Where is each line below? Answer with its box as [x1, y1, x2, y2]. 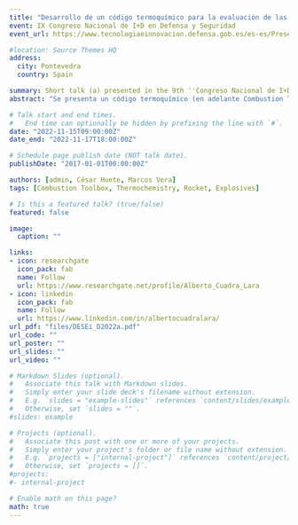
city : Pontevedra [17, 62, 82, 71]
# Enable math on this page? [9, 494, 117, 503]
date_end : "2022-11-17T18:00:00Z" [9, 135, 137, 145]
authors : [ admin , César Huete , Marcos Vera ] [9, 176, 176, 184]
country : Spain [17, 70, 74, 80]
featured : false [9, 208, 69, 217]
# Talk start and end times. [9, 110, 117, 120]
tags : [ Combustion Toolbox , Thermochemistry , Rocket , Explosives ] [9, 184, 260, 192]
